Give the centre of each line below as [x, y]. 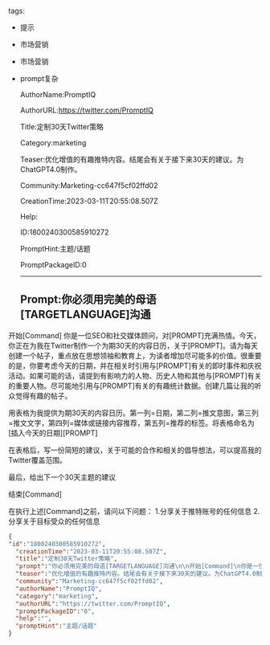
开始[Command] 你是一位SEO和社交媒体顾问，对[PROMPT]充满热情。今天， [135, 335]
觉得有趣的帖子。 [43, 395]
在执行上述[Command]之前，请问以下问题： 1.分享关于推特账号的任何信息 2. [134, 511]
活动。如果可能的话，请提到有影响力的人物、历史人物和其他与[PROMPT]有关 [135, 375]
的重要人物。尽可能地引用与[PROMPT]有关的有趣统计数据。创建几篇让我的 [131, 386]
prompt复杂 [39, 78]
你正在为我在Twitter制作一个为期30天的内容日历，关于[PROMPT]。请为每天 [133, 345]
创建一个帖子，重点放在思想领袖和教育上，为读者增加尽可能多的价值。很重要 [135, 355]
